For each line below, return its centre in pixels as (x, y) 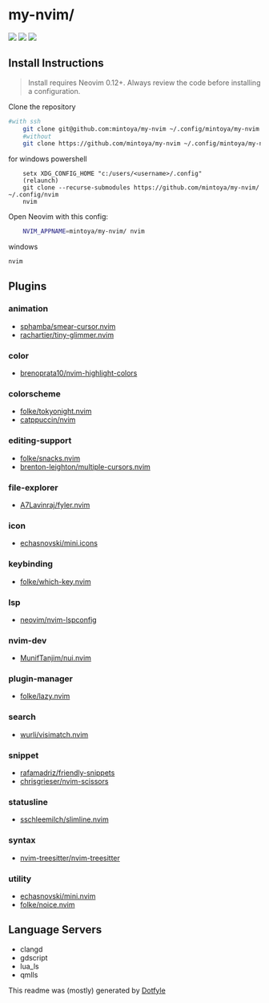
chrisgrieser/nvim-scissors (64, 782)
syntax (22, 840)
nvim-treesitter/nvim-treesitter (70, 858)
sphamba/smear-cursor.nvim (68, 326)
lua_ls (29, 966)
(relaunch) (41, 181)
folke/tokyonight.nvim (56, 412)
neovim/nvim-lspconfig (58, 619)
